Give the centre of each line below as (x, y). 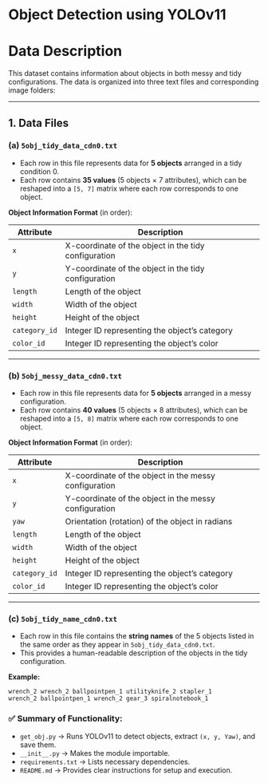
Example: (24, 677)
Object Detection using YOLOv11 (117, 15)
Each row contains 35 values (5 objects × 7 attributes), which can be (133, 180)
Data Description (65, 51)
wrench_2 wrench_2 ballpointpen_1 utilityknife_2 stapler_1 (110, 692)
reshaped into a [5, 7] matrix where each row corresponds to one (129, 188)
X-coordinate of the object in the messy (140, 476)
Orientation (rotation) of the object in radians (149, 522)
